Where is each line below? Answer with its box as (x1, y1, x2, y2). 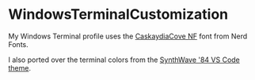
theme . (8, 63, 32, 72)
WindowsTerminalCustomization (8, 5, 228, 24)
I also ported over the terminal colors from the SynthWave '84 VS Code (8, 55, 240, 64)
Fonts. (8, 39, 29, 49)
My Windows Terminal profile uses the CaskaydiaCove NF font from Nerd (8, 31, 248, 41)
